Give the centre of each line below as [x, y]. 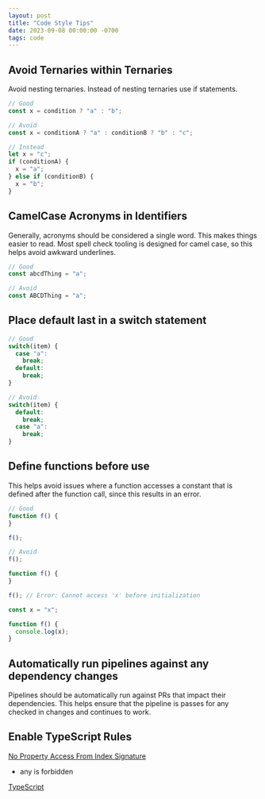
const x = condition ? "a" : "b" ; [65, 111]
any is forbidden [46, 771]
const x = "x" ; [33, 610]
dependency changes [63, 676]
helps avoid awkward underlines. [62, 252]
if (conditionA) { [38, 162]
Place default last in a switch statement [108, 320]
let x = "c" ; [30, 154]
